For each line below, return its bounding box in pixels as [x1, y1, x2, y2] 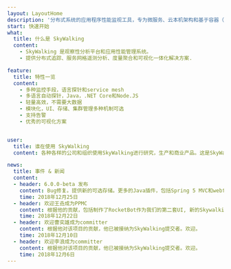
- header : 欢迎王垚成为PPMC [13, 200, 87, 207]
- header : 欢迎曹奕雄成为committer [13, 219, 108, 226]
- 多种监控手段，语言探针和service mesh [19, 86, 124, 93]
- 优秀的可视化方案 [19, 118, 67, 125]
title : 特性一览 [13, 73, 56, 80]
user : [7, 137, 23, 143]
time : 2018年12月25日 [19, 194, 78, 200]
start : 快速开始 [7, 23, 49, 30]
